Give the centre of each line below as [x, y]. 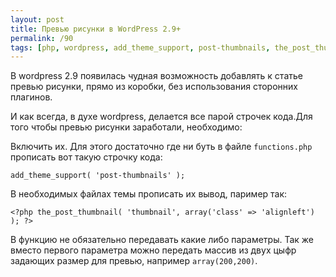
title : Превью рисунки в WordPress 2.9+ [96, 29]
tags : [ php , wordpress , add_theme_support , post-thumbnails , [140, 47]
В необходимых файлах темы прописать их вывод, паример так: [149, 194]
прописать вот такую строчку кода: [86, 157]
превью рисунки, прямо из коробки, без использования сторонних [154, 87]
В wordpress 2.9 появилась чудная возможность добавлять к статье [156, 76]
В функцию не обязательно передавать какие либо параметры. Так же [162, 240]
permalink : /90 [42, 38]
